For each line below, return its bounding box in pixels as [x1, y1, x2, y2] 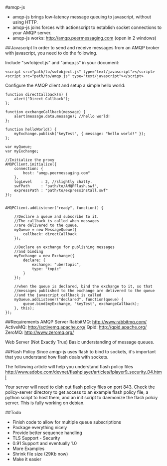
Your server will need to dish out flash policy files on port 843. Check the [5, 384, 156, 390]
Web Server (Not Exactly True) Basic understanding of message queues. [5, 339, 155, 345]
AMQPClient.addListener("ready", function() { [5, 205, 104, 210]
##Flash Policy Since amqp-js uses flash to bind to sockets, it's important [5, 349, 156, 354]
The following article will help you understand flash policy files [5, 364, 134, 369]
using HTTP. [12, 19, 38, 25]
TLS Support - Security [12, 435, 60, 441]
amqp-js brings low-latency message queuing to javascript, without [12, 14, 151, 19]
